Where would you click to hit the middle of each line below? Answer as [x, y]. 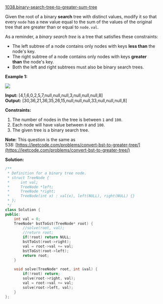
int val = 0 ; [27, 219]
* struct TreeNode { [28, 178]
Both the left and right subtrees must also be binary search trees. [78, 67]
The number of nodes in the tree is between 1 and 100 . [67, 120]
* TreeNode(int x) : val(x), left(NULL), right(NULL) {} [71, 196]
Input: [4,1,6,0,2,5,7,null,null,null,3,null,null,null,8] [54, 95]
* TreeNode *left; [30, 187]
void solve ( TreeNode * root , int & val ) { [56, 269]
